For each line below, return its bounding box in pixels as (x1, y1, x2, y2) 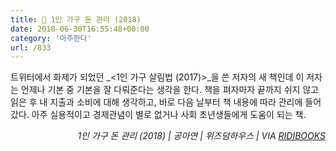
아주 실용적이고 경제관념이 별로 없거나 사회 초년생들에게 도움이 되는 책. (31, 109, 307, 121)
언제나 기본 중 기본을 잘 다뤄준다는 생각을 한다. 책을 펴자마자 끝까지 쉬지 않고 (20, 84, 320, 96)
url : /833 (10, 42, 52, 53)
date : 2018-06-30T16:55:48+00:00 (10, 24, 150, 34)
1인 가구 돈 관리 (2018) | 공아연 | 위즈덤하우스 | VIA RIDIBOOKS (77, 130, 326, 142)
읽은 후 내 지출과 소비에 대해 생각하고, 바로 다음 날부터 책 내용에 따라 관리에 (10, 96, 303, 108)
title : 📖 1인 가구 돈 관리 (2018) (10, 14, 142, 25)
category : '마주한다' (10, 33, 92, 43)
